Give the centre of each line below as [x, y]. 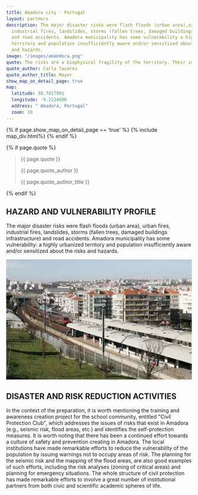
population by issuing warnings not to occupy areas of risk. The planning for [99, 454]
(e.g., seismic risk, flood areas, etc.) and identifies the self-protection [90, 429]
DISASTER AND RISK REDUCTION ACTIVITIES [91, 396]
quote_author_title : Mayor [39, 75]
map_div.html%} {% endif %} [42, 136]
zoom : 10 [22, 112]
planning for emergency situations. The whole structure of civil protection [95, 473]
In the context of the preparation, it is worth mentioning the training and [93, 411]
